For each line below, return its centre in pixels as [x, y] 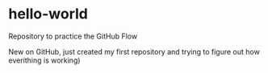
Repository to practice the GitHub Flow [73, 36]
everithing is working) [44, 60]
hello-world [48, 14]
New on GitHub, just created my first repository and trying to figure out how [134, 51]
